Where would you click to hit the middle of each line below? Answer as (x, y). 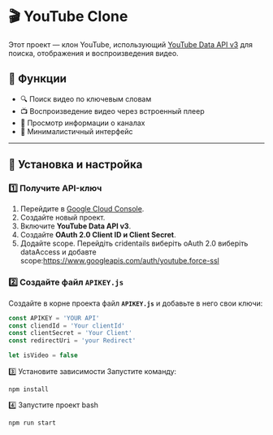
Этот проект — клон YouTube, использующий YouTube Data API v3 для (131, 44)
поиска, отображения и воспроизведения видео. (93, 53)
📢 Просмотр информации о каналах (82, 123)
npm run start (32, 423)
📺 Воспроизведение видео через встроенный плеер (112, 111)
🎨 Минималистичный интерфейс (76, 131)
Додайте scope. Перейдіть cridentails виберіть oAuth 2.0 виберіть (134, 244)
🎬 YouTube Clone (68, 17)
